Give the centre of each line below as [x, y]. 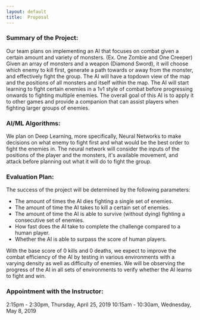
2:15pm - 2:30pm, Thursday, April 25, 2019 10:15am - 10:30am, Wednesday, [99, 305]
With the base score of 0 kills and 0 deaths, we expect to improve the [91, 251]
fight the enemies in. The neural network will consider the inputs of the [93, 149]
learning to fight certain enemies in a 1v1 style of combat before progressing [100, 89]
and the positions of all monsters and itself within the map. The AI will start [98, 82]
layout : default [26, 12]
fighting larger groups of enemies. [48, 108]
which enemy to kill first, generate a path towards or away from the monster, [100, 70]
